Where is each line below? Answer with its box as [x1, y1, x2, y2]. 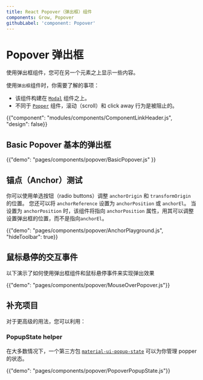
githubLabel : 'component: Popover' [6, 20, 96, 26]
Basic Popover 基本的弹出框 [6, 139, 112, 150]
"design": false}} [6, 121, 48, 128]
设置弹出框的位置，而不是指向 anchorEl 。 [6, 215, 108, 222]
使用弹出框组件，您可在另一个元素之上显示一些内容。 [6, 69, 139, 76]
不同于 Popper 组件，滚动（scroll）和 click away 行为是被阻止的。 [14, 102, 178, 109]
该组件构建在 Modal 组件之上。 [14, 95, 91, 102]
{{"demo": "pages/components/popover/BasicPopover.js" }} [6, 156, 156, 163]
